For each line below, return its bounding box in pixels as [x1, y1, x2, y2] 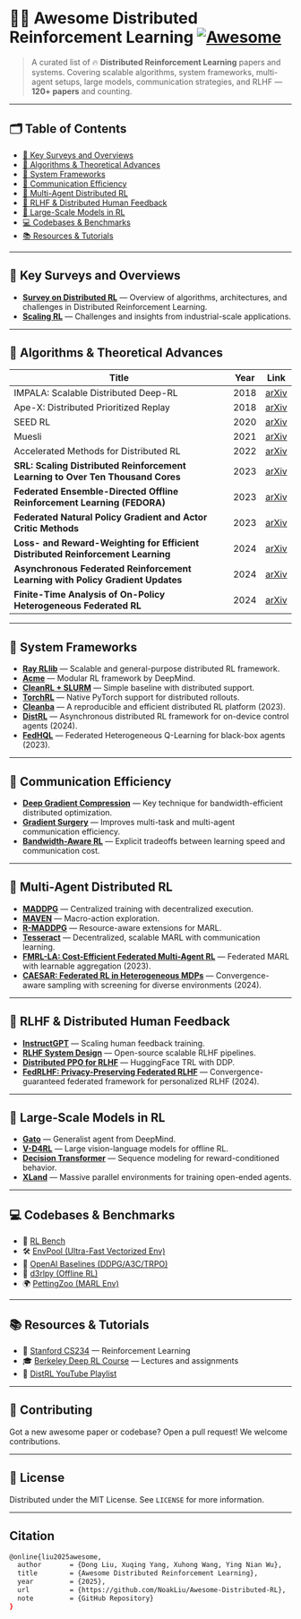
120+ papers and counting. [30, 85, 133, 97]
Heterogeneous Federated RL [13, 599, 142, 612]
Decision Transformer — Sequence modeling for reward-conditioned [21, 1153, 279, 1164]
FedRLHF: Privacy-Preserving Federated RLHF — [21, 1066, 209, 1077]
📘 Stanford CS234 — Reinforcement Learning [21, 1346, 191, 1356]
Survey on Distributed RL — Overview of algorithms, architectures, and [21, 291, 288, 303]
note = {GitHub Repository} [17, 1594, 154, 1603]
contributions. [9, 1435, 61, 1446]
